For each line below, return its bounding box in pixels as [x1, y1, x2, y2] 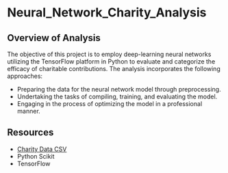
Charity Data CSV [16, 145, 67, 153]
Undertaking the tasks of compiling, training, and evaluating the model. [16, 92, 218, 101]
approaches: [7, 72, 43, 80]
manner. [16, 107, 41, 115]
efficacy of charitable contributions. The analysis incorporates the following [7, 65, 220, 72]
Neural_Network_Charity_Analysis [7, 5, 207, 21]
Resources [7, 127, 54, 138]
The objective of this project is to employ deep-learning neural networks [7, 50, 212, 58]
